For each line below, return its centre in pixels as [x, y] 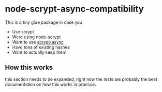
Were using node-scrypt [36, 37]
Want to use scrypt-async [38, 42]
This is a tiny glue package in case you [44, 22]
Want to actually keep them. [40, 52]
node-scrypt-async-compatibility [74, 9]
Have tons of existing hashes [41, 47]
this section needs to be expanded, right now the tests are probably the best [81, 79]
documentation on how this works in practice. [51, 84]
